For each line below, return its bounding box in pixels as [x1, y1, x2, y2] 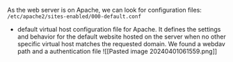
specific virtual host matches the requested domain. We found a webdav [17, 40, 226, 48]
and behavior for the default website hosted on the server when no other [17, 32, 226, 41]
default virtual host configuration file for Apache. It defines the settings [17, 25, 221, 33]
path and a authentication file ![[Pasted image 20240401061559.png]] [17, 48, 218, 55]
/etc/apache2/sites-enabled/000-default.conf [7, 13, 141, 20]
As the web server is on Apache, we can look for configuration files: [7, 6, 202, 14]
